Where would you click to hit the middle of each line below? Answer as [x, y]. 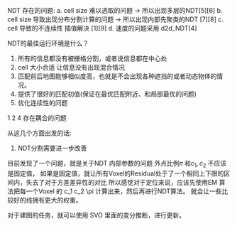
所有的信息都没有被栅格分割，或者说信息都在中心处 [92, 58]
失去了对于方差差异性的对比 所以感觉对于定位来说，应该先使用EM [122, 182]
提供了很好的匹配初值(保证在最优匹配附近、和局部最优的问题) [107, 94]
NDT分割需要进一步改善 [52, 148]
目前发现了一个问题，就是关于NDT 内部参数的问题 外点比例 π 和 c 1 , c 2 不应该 [117, 164]
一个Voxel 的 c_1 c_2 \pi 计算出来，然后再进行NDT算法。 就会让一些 [124, 191]
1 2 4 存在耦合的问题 [37, 118]
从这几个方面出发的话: [40, 133]
